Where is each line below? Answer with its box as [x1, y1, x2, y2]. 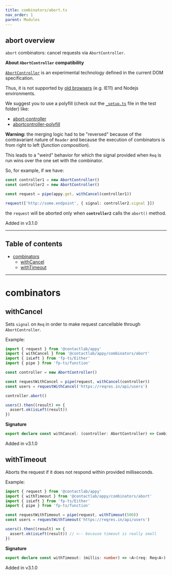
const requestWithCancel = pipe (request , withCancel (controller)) [5, 379, 150, 384]
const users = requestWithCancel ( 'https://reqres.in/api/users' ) [5, 384, 147, 389]
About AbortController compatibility [5, 60, 84, 66]
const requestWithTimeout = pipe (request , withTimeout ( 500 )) [5, 512, 139, 517]
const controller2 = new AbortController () [5, 182, 100, 187]
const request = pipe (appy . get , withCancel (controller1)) [5, 191, 132, 197]
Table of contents [5, 240, 62, 248]
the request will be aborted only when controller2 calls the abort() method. [5, 210, 166, 216]
